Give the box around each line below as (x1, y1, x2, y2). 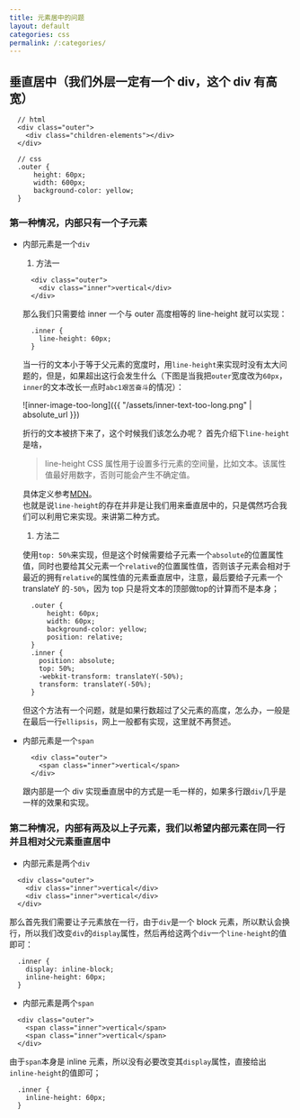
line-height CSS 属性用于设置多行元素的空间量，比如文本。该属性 (44, 459, 287, 469)
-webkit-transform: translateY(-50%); (39, 672, 184, 681)
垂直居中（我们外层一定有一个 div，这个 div (9, 74, 251, 89)
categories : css (9, 30, 70, 39)
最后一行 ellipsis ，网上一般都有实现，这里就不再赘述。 (30, 716, 236, 727)
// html (17, 115, 47, 124)
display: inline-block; (25, 965, 115, 974)
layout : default (9, 22, 70, 31)
